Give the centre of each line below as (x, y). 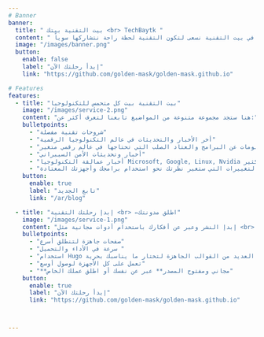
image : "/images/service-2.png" (75, 110)
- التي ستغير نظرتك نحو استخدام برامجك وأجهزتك (126, 169)
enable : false (45, 60)
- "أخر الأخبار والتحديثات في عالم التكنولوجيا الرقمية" (122, 139)
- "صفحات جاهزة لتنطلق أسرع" (77, 242)
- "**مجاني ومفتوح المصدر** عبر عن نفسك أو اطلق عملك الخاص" (131, 271)
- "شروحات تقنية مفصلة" (68, 132)
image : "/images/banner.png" (63, 45)
